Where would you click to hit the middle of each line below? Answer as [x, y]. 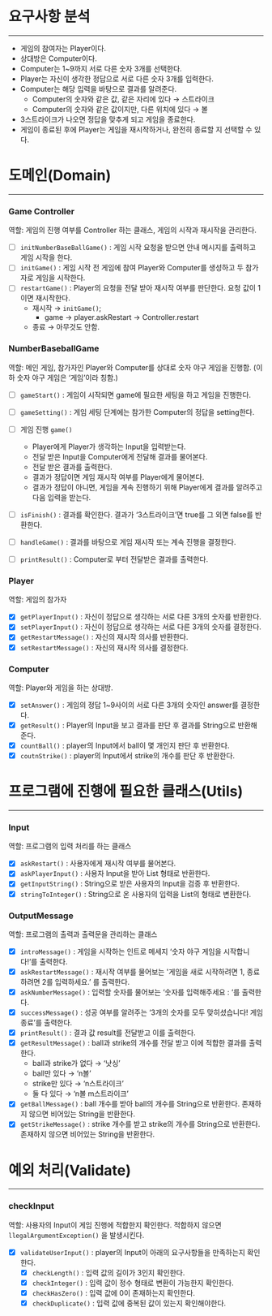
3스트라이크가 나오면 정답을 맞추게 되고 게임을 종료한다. [108, 119]
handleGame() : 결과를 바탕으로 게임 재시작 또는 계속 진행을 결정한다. [128, 542]
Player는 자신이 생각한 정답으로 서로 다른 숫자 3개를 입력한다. [117, 79]
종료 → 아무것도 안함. [66, 327]
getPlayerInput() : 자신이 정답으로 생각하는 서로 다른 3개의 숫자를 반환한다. [140, 617]
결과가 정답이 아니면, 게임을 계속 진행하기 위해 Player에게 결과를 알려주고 [147, 487]
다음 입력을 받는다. [62, 497]
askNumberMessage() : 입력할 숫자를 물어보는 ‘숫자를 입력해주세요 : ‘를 [130, 992]
